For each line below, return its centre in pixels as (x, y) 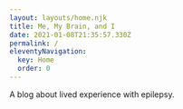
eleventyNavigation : (48, 52)
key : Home (36, 60)
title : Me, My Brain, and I (63, 26)
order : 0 (34, 69)
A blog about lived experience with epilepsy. (92, 94)
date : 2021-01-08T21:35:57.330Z (70, 35)
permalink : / (34, 43)
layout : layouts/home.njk (58, 18)
